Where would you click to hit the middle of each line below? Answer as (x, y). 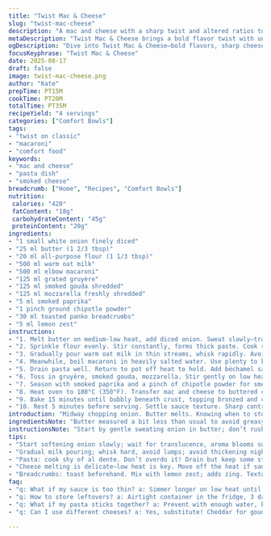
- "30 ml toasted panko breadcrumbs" (72, 316)
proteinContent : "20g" (50, 226)
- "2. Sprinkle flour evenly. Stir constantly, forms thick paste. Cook (133, 347)
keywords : (25, 158)
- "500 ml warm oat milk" (52, 264)
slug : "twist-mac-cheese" (52, 23)
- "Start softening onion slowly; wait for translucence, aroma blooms (131, 444)
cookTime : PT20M (35, 99)
